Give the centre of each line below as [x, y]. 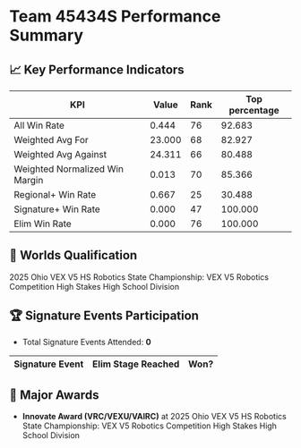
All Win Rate [39, 125]
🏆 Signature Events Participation [104, 316]
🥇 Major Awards [54, 395]
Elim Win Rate [43, 224]
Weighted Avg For [52, 140]
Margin [29, 180]
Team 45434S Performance [115, 17]
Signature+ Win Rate [57, 209]
